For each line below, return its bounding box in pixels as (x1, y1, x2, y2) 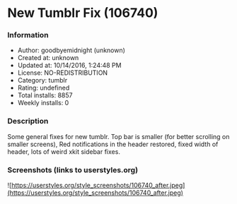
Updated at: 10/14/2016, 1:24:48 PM (17, 61, 122, 70)
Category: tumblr (17, 76, 68, 85)
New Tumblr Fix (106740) (7, 5, 158, 21)
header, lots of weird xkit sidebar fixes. (7, 147, 120, 156)
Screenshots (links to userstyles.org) (7, 164, 139, 174)
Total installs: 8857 (17, 91, 73, 100)
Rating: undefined (17, 83, 70, 92)
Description (7, 116, 49, 126)
